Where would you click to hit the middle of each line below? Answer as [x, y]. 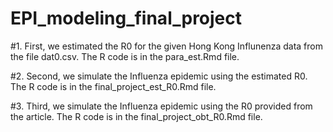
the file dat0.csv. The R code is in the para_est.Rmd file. [125, 56]
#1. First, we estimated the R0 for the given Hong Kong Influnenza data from [166, 46]
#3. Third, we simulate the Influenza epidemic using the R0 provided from [161, 106]
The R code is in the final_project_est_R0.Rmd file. [113, 86]
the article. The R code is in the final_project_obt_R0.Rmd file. [136, 116]
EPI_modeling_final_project [126, 18]
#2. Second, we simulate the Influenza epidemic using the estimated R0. [159, 76]
